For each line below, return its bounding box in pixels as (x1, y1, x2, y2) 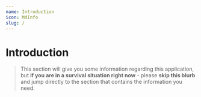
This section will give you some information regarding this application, (20, 65, 194, 72)
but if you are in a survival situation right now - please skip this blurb (20, 72, 196, 79)
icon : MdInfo (5, 14, 39, 20)
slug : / (5, 20, 25, 26)
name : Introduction (5, 8, 55, 15)
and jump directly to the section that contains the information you (20, 78, 183, 86)
